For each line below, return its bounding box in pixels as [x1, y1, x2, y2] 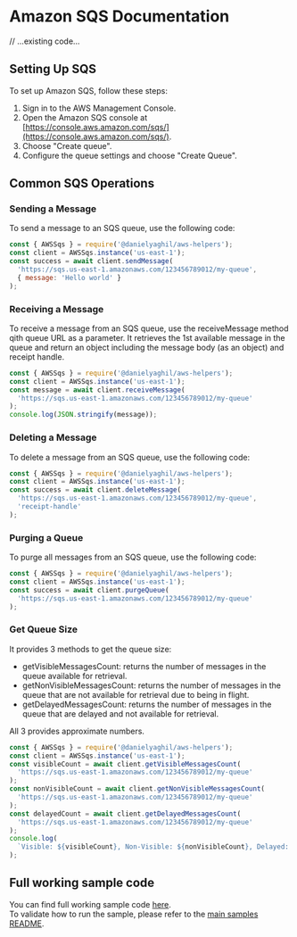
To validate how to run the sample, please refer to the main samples [9, 908, 259, 919]
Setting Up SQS [9, 62, 96, 77]
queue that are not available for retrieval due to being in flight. [21, 689, 250, 700]
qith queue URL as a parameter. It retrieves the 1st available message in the [9, 332, 285, 343]
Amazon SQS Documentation [9, 6, 230, 27]
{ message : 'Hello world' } [17, 273, 122, 282]
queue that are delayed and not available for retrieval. [21, 708, 219, 719]
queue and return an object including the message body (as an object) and [9, 342, 285, 352]
